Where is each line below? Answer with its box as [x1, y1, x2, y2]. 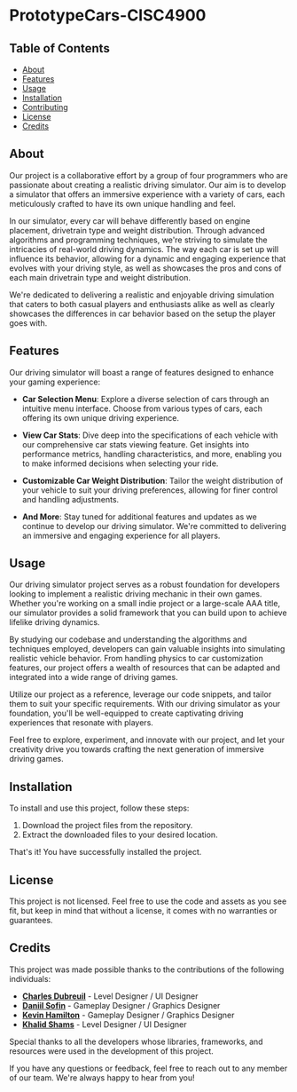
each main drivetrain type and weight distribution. [9, 272, 191, 282]
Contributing [21, 102, 68, 112]
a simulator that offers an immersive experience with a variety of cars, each [9, 188, 285, 200]
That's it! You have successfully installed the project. [9, 847, 202, 858]
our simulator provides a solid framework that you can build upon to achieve [9, 607, 287, 618]
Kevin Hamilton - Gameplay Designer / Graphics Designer [21, 1009, 235, 1020]
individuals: [9, 973, 51, 984]
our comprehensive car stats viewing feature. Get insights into [21, 439, 250, 449]
